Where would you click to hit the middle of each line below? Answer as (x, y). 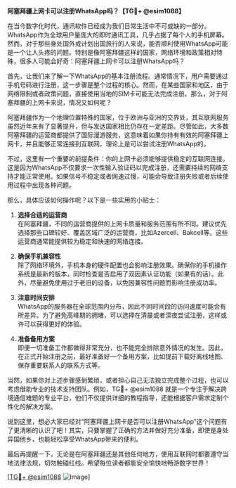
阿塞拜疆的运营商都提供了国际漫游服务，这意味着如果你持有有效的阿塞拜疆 (115, 135)
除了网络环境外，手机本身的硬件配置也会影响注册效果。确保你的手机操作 (122, 265)
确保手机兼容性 (39, 256)
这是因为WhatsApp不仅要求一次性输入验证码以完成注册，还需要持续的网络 (115, 167)
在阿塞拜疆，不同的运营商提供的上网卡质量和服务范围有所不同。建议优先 (122, 224)
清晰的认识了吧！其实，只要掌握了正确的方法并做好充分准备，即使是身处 (124, 430)
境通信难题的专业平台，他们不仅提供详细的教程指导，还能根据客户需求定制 (115, 398)
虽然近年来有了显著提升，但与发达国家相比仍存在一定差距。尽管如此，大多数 (118, 126)
